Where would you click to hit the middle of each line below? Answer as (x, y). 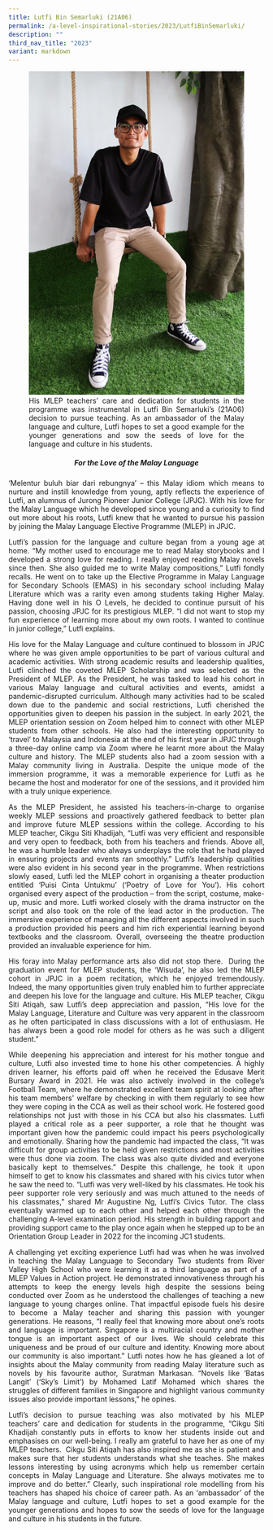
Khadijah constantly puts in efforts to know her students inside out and (136, 1432)
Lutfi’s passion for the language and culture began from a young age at (136, 542)
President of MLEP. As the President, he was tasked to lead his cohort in (136, 679)
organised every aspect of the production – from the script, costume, (125, 894)
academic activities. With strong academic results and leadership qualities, (136, 662)
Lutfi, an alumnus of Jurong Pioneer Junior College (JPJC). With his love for (136, 501)
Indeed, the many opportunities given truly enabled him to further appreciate (136, 987)
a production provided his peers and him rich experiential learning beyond (136, 929)
